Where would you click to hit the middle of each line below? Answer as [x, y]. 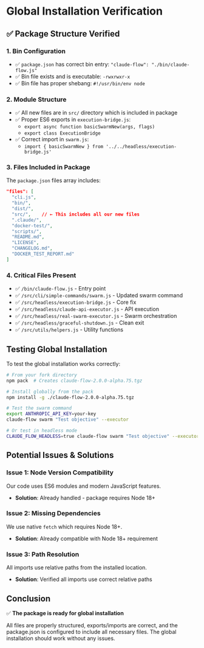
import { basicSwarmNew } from [64, 147]
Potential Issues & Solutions [60, 455]
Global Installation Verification [84, 11]
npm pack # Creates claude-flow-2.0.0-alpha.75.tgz [74, 381]
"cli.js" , [24, 197]
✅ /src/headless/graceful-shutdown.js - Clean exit [80, 323]
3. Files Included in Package [48, 167]
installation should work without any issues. [61, 638]
